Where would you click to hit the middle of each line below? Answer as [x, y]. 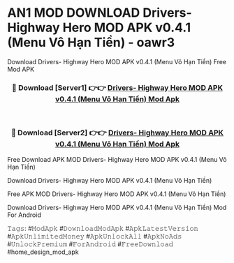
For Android [24, 215]
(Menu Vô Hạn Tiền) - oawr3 [91, 43]
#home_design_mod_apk [43, 252]
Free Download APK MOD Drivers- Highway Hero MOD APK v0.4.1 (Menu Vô [117, 159]
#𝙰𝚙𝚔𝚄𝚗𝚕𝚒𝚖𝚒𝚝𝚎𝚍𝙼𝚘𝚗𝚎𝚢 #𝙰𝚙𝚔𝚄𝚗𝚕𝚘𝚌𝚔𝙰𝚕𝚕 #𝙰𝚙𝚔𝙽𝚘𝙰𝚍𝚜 [95, 236]
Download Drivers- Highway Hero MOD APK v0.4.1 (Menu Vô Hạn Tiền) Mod [117, 207]
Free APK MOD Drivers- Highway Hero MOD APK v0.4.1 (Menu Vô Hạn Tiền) [117, 194]
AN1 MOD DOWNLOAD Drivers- [100, 13]
